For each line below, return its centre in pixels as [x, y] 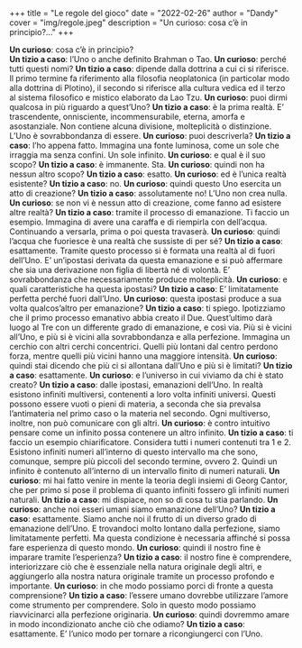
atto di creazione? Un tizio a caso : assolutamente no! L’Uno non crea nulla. [148, 193]
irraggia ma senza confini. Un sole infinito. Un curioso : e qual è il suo [137, 155]
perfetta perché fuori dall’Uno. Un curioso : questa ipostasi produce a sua [146, 298]
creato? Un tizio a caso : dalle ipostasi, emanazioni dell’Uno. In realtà [136, 385]
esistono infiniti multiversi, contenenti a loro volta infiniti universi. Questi [143, 394]
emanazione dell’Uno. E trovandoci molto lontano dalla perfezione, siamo [145, 528]
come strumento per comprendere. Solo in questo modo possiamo [133, 605]
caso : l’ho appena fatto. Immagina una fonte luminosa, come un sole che [144, 145]
